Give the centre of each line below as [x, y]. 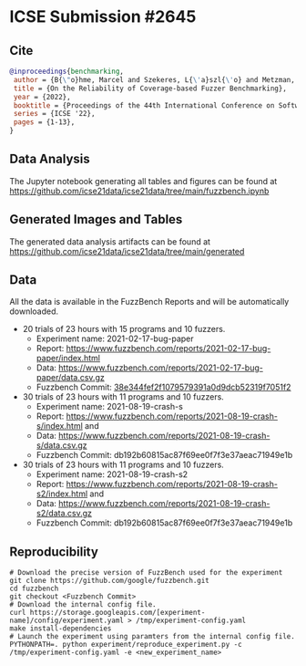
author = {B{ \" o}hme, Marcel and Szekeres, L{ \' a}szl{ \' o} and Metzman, [154, 79]
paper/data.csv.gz [70, 378]
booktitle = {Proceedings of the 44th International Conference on [144, 105]
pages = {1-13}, [44, 122]
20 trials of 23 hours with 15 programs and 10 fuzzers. [124, 329]
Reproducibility [54, 552]
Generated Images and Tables [96, 219]
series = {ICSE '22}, [54, 114]
